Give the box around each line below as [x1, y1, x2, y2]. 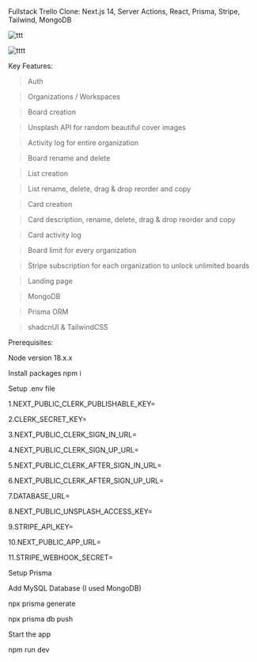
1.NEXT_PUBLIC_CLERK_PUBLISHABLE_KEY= [8, 400, 156, 408]
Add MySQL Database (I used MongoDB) [8, 584, 142, 593]
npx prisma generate [8, 599, 76, 608]
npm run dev [8, 645, 50, 654]
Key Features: [8, 61, 53, 71]
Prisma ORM [27, 307, 69, 316]
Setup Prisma [8, 568, 52, 577]
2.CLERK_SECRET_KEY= [8, 415, 87, 423]
